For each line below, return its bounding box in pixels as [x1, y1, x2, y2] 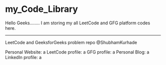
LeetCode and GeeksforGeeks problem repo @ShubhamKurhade [5, 39, 137, 45]
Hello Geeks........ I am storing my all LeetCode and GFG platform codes [5, 20, 151, 26]
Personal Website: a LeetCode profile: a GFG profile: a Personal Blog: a [5, 49, 150, 55]
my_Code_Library [5, 3, 78, 15]
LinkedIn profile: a [5, 54, 42, 60]
